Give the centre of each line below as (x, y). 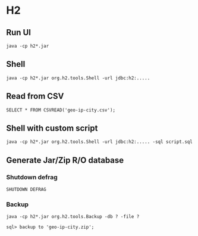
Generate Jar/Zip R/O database (65, 160)
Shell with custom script (52, 128)
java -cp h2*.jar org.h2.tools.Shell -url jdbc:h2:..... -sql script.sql (100, 142)
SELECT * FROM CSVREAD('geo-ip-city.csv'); (61, 110)
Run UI (19, 32)
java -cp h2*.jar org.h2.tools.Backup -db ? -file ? (73, 217)
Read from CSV (35, 96)
